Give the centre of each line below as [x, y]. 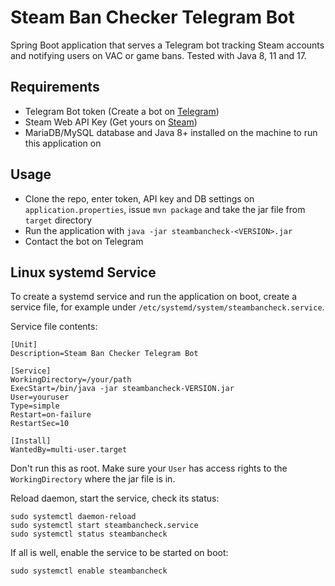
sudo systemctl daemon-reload [73, 517]
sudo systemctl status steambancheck [89, 534]
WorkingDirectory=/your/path [71, 380]
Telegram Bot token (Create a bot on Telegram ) [122, 111]
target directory [58, 220]
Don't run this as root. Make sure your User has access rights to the [149, 468]
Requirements [55, 87]
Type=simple [35, 406]
